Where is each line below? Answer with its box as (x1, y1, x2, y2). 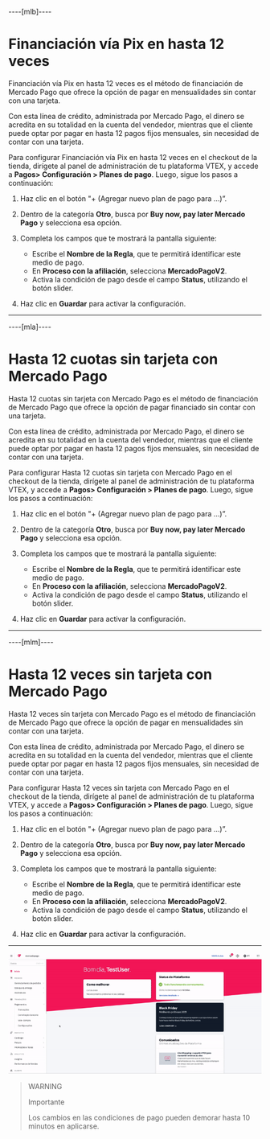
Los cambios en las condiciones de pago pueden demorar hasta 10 (27, 1113, 251, 1123)
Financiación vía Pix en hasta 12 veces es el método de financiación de (8, 78, 243, 88)
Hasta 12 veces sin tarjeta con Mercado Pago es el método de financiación (8, 709, 256, 718)
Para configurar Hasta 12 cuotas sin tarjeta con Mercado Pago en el (8, 467, 233, 477)
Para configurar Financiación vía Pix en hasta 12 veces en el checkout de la (8, 152, 258, 162)
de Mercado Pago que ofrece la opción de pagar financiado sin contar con (8, 402, 256, 412)
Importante (27, 1097, 65, 1107)
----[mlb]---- (8, 7, 52, 16)
